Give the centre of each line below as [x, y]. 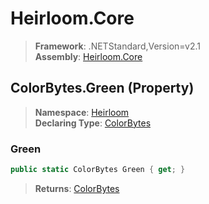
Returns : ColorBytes [77, 188]
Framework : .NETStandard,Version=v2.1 [117, 46]
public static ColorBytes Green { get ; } [98, 170]
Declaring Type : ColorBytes [93, 123]
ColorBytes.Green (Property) [102, 88]
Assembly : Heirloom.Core [88, 56]
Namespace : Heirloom [82, 112]
